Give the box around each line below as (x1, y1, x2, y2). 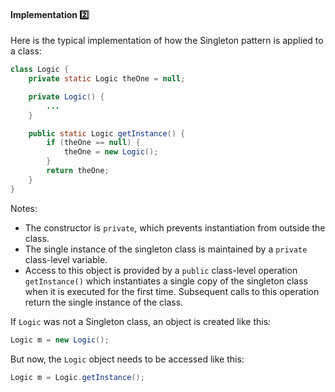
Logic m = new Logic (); (10, 335, 110, 345)
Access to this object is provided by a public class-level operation (24, 264, 298, 276)
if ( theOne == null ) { (46, 138, 141, 148)
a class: (10, 45, 42, 57)
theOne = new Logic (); (63, 147, 159, 157)
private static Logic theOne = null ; (28, 74, 186, 84)
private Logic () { (28, 91, 105, 102)
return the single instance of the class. (24, 296, 184, 308)
